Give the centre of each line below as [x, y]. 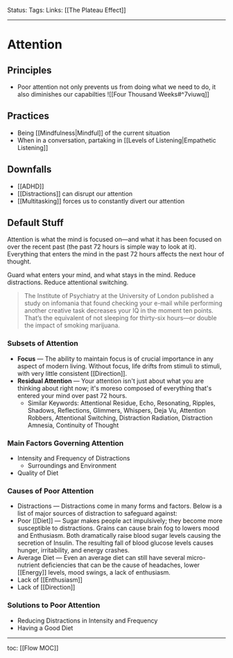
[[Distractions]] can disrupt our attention [75, 193]
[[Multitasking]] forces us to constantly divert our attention [101, 201]
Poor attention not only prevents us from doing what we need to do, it [116, 87]
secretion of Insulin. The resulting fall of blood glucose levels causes [115, 543]
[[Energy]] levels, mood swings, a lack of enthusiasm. [94, 573]
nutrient [28, 565]
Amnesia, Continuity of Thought [73, 425]
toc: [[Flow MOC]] [33, 648]
